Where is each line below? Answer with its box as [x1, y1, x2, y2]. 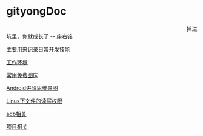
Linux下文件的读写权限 [6, 97, 62, 104]
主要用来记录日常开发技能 [6, 46, 70, 53]
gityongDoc [6, 4, 67, 18]
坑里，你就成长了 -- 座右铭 [6, 32, 73, 40]
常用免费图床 [6, 71, 38, 78]
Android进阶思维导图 [6, 84, 58, 92]
